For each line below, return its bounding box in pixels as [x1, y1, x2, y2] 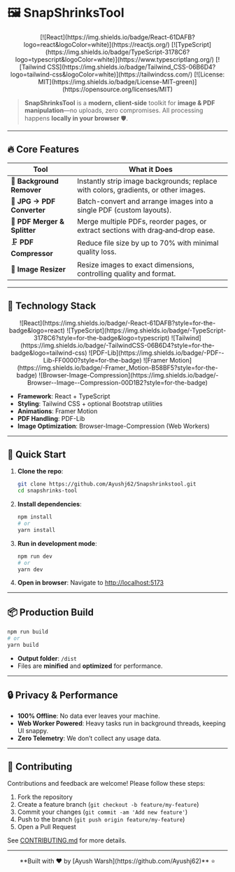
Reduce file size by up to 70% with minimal [76, 239, 219, 248]
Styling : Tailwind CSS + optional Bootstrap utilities [17, 399, 163, 408]
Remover [10, 185, 42, 194]
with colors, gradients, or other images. [76, 185, 206, 194]
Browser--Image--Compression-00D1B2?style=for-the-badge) [27, 378, 208, 387]
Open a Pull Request [17, 823, 77, 831]
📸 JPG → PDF [10, 196, 56, 206]
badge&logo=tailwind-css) [10, 348, 87, 357]
